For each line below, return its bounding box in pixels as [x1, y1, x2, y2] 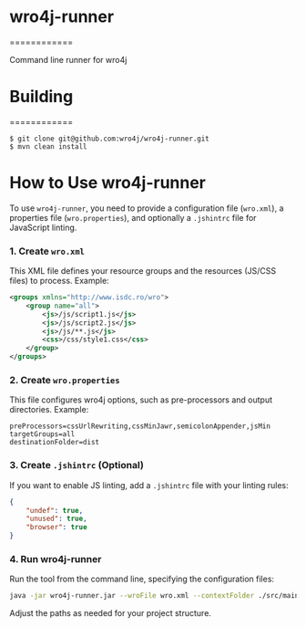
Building [9, 87, 74, 107]
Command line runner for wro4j [9, 54, 127, 65]
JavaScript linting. [9, 222, 77, 233]
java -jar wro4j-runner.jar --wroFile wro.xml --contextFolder [9, 591, 255, 601]
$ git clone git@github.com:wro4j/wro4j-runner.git [9, 134, 209, 143]
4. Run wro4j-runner [9, 553, 102, 565]
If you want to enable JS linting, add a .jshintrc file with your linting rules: [9, 479, 289, 490]
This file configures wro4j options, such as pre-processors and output [9, 394, 273, 405]
